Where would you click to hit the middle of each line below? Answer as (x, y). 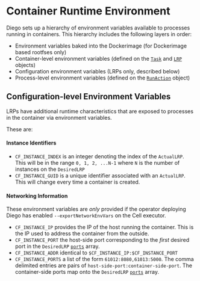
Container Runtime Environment (88, 11)
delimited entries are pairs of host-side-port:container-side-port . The (104, 265)
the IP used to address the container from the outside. (82, 233)
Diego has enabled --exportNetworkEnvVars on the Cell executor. (86, 215)
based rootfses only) (41, 52)
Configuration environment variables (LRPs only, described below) (97, 71)
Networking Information (37, 196)
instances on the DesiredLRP (50, 169)
